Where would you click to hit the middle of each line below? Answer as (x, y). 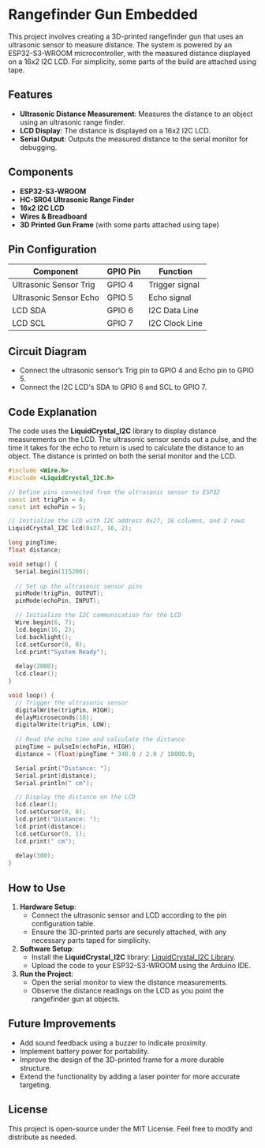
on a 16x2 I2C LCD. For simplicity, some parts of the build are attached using (132, 62)
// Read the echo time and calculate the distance (100, 739)
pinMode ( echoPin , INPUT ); (58, 601)
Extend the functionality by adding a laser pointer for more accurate (130, 1076)
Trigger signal (174, 285)
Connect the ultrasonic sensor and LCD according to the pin (129, 915)
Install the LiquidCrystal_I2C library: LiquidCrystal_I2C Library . (134, 957)
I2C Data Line (174, 311)
